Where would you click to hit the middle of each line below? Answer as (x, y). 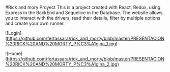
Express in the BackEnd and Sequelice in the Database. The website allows (84, 13)
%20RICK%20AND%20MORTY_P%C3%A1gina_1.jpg (61, 44)
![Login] (13, 33)
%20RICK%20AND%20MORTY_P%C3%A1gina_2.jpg (61, 64)
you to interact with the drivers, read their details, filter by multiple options (83, 18)
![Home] (14, 53)
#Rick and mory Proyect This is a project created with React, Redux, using (83, 7)
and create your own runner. (35, 23)
